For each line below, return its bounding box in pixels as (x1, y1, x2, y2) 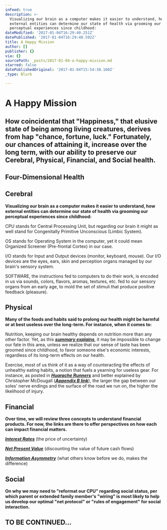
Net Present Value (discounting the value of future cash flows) (5, 446, 134, 452)
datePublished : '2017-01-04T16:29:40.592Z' (5, 35, 97, 40)
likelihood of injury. (5, 388, 44, 395)
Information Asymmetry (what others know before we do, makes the (5, 455, 148, 462)
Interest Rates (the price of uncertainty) (5, 436, 87, 442)
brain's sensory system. (5, 264, 55, 269)
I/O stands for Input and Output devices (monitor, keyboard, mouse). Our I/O (5, 253, 162, 259)
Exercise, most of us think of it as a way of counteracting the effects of (5, 362, 150, 368)
